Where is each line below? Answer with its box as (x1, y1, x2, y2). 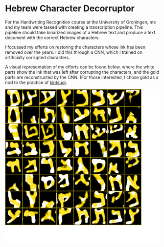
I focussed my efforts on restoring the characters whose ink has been (5, 44, 146, 50)
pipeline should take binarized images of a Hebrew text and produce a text (5, 29, 156, 35)
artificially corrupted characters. (5, 54, 70, 60)
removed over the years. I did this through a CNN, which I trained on (5, 49, 143, 55)
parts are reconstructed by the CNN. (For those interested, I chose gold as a (5, 74, 159, 80)
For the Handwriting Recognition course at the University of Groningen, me (5, 19, 156, 25)
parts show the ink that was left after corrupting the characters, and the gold (5, 69, 160, 75)
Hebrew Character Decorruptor (5, 3, 135, 14)
